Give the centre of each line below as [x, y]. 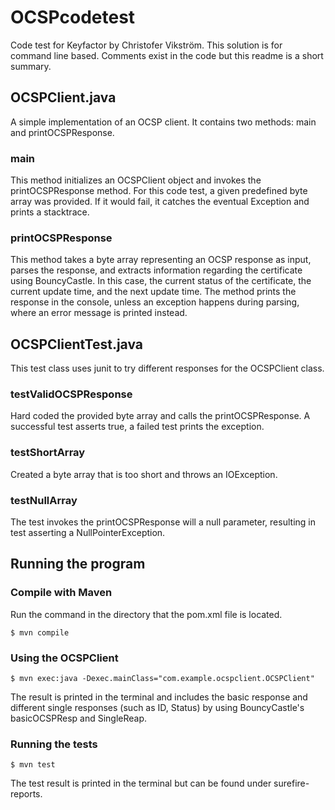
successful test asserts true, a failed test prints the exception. [137, 427]
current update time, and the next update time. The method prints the [153, 292]
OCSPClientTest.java [77, 344]
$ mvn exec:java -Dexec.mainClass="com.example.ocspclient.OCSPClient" [162, 679]
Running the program [78, 564]
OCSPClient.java [63, 97]
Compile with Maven [61, 593]
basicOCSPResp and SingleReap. [79, 718]
